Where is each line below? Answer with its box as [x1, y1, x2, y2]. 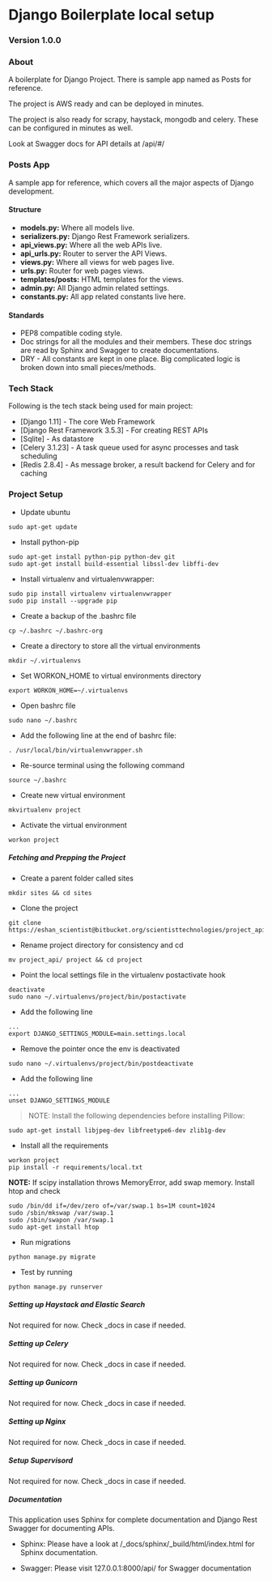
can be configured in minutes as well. [8, 123, 134, 133]
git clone [8, 918, 42, 927]
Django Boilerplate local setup [8, 6, 215, 24]
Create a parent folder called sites [19, 873, 134, 883]
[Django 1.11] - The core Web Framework [19, 417, 155, 427]
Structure [8, 205, 42, 215]
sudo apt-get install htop [8, 1223, 100, 1231]
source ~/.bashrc [8, 776, 67, 784]
